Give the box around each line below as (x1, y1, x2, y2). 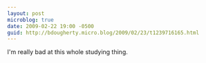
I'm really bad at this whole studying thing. (7, 48, 128, 56)
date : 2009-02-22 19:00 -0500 (7, 23, 95, 29)
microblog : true (7, 16, 54, 23)
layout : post (7, 10, 45, 17)
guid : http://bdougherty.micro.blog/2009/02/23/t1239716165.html (7, 29, 199, 36)
